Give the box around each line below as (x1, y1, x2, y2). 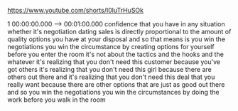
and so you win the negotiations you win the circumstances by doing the (7, 88, 220, 96)
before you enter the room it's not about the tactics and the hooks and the (7, 50, 224, 58)
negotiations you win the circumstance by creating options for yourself (7, 43, 215, 51)
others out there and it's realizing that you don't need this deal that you (7, 73, 215, 81)
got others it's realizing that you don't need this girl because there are (7, 65, 212, 73)
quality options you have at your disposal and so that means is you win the (7, 35, 226, 43)
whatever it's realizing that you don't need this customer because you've (7, 58, 221, 66)
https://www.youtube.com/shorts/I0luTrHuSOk (7, 6, 144, 14)
